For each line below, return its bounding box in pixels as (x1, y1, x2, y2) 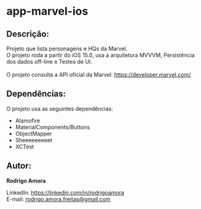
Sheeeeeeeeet (15, 136, 53, 143)
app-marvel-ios (6, 4, 89, 18)
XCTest (15, 143, 34, 150)
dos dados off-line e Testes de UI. (6, 58, 92, 65)
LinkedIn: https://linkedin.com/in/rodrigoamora (6, 189, 125, 196)
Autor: (6, 161, 32, 171)
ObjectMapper (15, 130, 52, 137)
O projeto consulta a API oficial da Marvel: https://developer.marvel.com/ (6, 71, 191, 78)
